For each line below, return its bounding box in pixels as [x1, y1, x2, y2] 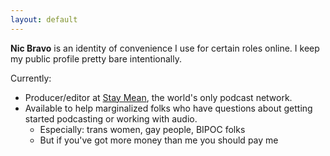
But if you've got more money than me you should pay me [39, 134, 279, 146]
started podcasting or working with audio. [24, 112, 198, 125]
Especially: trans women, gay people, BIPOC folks [39, 123, 246, 135]
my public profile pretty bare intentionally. [10, 52, 182, 65]
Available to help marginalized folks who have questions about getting [24, 102, 313, 114]
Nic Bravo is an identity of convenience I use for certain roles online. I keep [10, 42, 320, 54]
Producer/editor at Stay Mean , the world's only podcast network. [24, 91, 293, 103]
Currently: [10, 72, 52, 84]
